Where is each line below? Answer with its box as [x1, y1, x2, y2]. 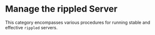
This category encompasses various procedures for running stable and [5, 19, 151, 25]
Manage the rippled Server [5, 3, 118, 15]
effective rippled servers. [5, 24, 58, 30]
